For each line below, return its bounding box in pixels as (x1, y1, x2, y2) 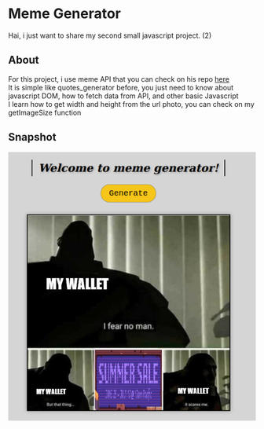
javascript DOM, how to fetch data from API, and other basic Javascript (8, 91, 239, 101)
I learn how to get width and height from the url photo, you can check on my (8, 99, 255, 108)
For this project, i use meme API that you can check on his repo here (8, 74, 230, 83)
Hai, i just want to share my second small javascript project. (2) (8, 31, 212, 40)
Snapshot (8, 130, 57, 144)
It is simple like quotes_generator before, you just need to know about (8, 82, 234, 92)
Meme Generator (8, 5, 122, 23)
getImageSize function (8, 108, 82, 117)
